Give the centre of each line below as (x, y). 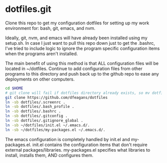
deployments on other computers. (40, 79)
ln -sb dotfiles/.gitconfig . (37, 116)
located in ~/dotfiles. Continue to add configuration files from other (74, 69)
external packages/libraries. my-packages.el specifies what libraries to (78, 150)
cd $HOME (14, 88)
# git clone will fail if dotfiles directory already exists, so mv (78, 93)
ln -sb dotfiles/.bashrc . (33, 111)
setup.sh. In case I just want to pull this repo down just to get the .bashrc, (80, 43)
